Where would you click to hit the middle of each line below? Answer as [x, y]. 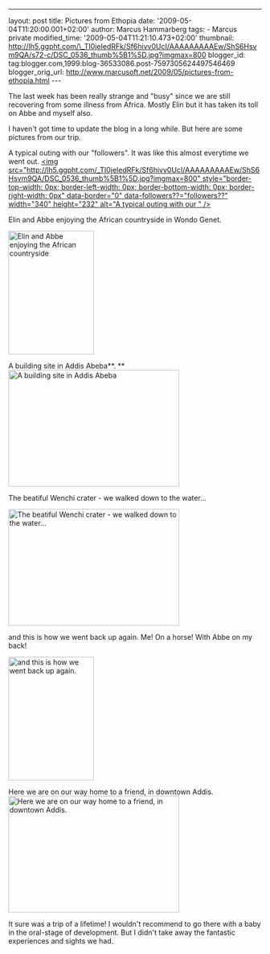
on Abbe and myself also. [51, 113]
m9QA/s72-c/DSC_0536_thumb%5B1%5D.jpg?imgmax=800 [107, 55]
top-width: [26, 187]
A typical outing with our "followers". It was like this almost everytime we [129, 153]
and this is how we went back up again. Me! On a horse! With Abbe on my [131, 637]
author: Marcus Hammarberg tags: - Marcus [164, 29]
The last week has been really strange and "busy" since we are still [119, 96]
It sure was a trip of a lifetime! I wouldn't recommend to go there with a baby [135, 924]
